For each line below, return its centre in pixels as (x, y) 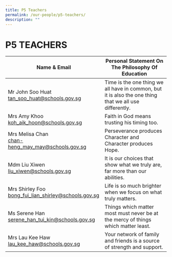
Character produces (129, 144)
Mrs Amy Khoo (26, 116)
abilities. (114, 178)
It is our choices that (129, 158)
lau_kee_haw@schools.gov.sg (44, 244)
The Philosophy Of (134, 67)
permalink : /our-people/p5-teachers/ (46, 15)
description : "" (23, 19)
